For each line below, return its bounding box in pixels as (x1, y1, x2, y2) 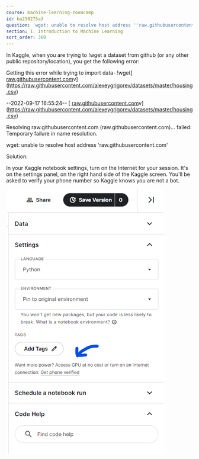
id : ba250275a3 (6, 15, 44, 22)
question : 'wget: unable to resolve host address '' (6, 22, 139, 28)
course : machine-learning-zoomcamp (6, 9, 94, 15)
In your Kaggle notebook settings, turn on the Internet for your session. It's (6, 165, 188, 172)
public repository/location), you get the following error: (6, 58, 140, 65)
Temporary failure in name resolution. (6, 130, 98, 137)
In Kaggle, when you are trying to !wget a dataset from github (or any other (6, 52, 189, 59)
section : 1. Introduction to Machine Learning (6, 28, 123, 34)
